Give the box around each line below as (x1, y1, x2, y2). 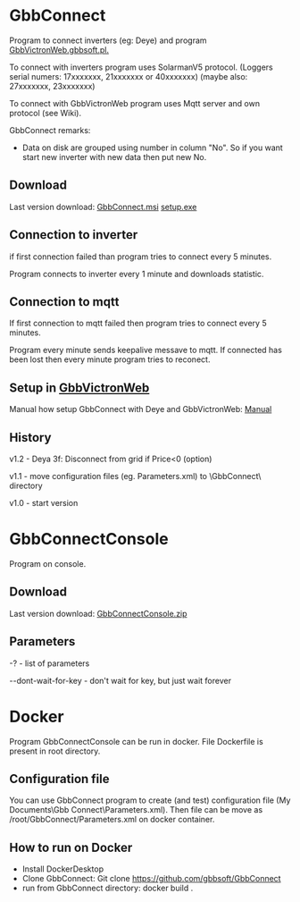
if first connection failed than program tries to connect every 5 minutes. (9, 251, 272, 262)
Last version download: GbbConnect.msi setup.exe (9, 201, 197, 212)
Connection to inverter (9, 227, 138, 242)
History (9, 430, 52, 445)
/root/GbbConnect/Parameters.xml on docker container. (9, 814, 215, 825)
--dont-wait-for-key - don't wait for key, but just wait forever (9, 675, 232, 686)
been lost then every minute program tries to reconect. (9, 354, 211, 365)
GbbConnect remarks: (9, 124, 91, 135)
